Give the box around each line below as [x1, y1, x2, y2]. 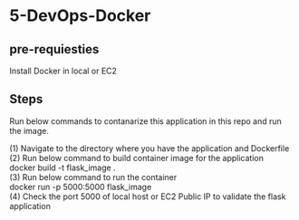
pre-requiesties [9, 42, 100, 57]
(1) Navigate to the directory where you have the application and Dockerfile [9, 142, 290, 154]
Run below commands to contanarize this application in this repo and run [9, 115, 283, 127]
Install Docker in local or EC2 [9, 65, 118, 76]
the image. [9, 125, 50, 136]
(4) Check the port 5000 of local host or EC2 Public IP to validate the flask [9, 191, 286, 202]
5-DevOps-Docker [9, 5, 151, 26]
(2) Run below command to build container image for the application [9, 152, 265, 163]
